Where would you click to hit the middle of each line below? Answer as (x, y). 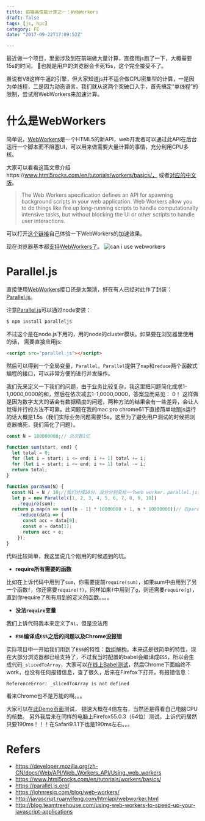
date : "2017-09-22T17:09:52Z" (45, 35)
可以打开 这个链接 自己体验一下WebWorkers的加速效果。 (76, 234)
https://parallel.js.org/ (42, 786)
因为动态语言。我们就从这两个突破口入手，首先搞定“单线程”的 (121, 87)
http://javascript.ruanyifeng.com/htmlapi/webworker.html (87, 799)
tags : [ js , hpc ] (27, 23)
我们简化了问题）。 (56, 424)
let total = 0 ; (31, 453)
